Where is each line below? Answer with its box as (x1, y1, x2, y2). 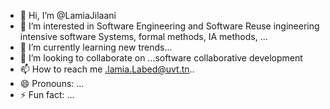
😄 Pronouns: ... (19, 78, 85, 89)
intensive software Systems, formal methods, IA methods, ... (19, 31, 268, 42)
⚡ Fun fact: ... (19, 89, 75, 100)
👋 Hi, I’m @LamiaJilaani (19, 10, 117, 21)
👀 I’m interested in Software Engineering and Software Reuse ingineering (19, 20, 320, 32)
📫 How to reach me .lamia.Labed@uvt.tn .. (19, 63, 195, 75)
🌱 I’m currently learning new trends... (19, 41, 173, 53)
